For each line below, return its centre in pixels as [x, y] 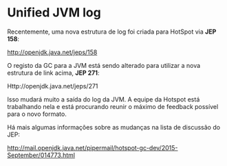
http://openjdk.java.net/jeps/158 [52, 52]
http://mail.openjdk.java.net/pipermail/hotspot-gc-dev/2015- [93, 147]
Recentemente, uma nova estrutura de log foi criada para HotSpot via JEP [112, 32]
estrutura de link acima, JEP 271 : [53, 73]
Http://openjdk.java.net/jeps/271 [53, 86]
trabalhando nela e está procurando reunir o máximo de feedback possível [113, 106]
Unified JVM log [54, 13]
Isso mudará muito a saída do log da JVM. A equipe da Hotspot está [104, 99]
